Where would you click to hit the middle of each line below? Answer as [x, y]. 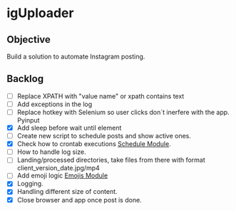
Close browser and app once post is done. [79, 200]
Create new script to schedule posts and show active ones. [104, 136]
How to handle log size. [51, 152]
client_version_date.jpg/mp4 [58, 168]
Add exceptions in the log [55, 104]
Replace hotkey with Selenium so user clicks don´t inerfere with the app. [123, 112]
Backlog [25, 79]
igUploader [40, 13]
